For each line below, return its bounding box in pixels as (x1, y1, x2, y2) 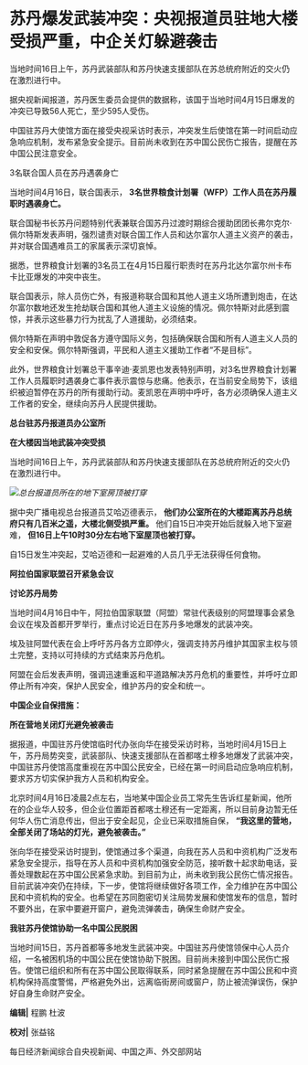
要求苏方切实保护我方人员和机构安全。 (9, 772, 154, 783)
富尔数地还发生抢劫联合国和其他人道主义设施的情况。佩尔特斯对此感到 (16, 302, 281, 313)
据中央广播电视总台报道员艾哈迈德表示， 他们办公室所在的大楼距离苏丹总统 (9, 506, 292, 517)
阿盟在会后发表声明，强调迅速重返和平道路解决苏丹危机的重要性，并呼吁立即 (9, 668, 298, 679)
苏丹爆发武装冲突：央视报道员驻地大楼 (9, 8, 299, 29)
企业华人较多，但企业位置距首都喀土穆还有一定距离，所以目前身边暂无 (25, 804, 290, 815)
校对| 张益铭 (9, 1026, 56, 1038)
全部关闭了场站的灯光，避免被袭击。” (9, 826, 146, 837)
